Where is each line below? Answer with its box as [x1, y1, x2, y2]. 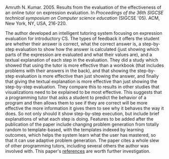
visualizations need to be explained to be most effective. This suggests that [5, 89, 162, 95]
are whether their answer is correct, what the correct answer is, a [5, 41, 141, 47]
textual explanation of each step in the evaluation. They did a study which [5, 57, 158, 63]
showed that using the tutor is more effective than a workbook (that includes [5, 63, 164, 68]
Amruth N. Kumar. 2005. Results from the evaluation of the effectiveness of [5, 5, 161, 10]
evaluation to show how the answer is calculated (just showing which [15, 46, 159, 52]
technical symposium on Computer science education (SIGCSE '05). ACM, [5, 15, 160, 21]
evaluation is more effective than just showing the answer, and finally [15, 73, 159, 79]
